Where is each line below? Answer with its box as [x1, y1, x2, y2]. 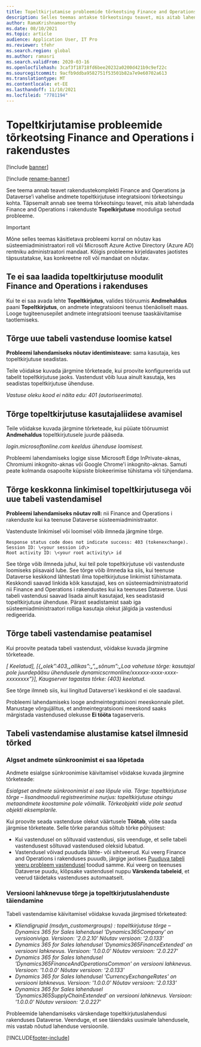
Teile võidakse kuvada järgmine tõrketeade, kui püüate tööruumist [6, 425, 169, 432]
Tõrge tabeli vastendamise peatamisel [6, 628, 152, 639]
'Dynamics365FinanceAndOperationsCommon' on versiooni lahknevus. [14, 960, 192, 967]
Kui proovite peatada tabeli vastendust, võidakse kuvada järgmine [6, 644, 169, 652]
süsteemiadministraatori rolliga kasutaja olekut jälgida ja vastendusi [6, 604, 172, 612]
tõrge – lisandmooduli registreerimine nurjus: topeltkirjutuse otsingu [6, 794, 173, 801]
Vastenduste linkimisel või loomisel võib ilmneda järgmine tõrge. [6, 528, 163, 535]
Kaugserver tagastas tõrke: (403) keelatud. [38, 675, 146, 682]
